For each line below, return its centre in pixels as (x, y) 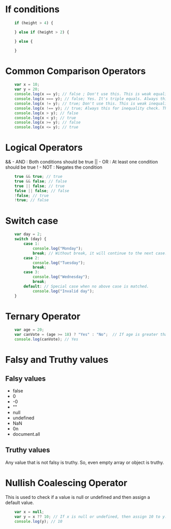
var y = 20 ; (27, 89)
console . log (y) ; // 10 (38, 521)
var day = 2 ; (28, 234)
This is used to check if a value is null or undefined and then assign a (78, 497)
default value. (20, 502)
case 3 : (32, 272)
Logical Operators (44, 148)
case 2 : (32, 258)
